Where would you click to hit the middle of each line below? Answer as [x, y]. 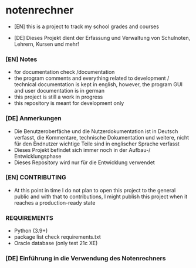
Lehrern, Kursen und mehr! [47, 44]
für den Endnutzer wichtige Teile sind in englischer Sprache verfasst [97, 144]
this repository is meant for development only [69, 103]
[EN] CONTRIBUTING [36, 178]
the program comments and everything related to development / [92, 78]
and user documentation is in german [59, 91]
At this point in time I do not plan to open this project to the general [95, 190]
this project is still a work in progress [58, 97]
